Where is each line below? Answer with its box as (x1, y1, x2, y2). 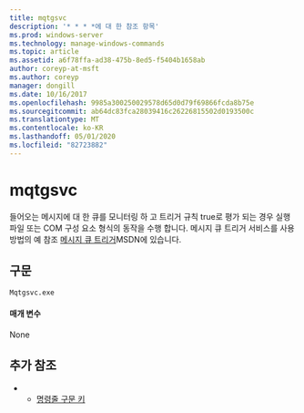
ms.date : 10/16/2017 (9, 89, 88, 98)
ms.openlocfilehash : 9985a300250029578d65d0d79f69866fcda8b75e (9, 98, 255, 108)
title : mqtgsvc (9, 13, 67, 23)
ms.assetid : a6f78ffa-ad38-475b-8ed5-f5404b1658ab (9, 56, 206, 65)
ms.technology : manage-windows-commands (9, 38, 166, 48)
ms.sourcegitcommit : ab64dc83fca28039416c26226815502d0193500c (9, 107, 255, 116)
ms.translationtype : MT (9, 115, 100, 124)
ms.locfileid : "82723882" (9, 140, 107, 150)
